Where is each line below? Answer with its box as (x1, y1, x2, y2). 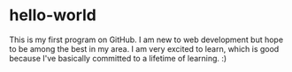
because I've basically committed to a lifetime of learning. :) (9, 53, 227, 63)
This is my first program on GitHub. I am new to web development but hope (9, 34, 284, 45)
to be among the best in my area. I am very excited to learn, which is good (9, 43, 280, 54)
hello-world (9, 5, 97, 25)
